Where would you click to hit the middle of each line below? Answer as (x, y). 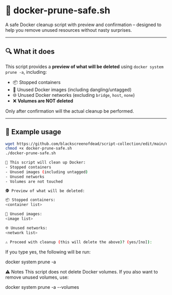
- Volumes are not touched (34, 181)
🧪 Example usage (33, 132)
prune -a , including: (26, 72)
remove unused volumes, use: (37, 277)
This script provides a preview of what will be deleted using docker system (84, 67)
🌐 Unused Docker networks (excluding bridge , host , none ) (74, 95)
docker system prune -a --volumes (42, 287)
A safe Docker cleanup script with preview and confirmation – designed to (83, 25)
